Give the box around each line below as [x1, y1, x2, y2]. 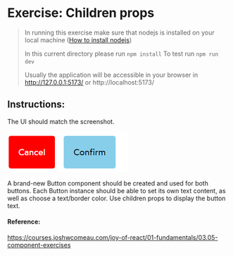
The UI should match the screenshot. [7, 117, 115, 126]
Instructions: [7, 99, 65, 111]
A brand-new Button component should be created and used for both [7, 178, 209, 188]
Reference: [7, 217, 41, 226]
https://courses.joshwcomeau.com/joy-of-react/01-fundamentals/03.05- [7, 233, 218, 241]
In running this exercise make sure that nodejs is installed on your [24, 28, 215, 37]
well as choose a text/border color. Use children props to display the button [7, 194, 226, 202]
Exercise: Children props [7, 5, 155, 21]
